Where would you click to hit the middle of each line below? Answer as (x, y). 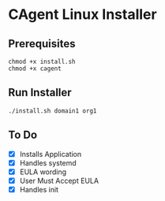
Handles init (39, 189)
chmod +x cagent (35, 69)
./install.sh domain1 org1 (52, 111)
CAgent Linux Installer (82, 15)
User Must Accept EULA (59, 181)
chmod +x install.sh (42, 61)
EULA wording (43, 172)
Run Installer (40, 93)
